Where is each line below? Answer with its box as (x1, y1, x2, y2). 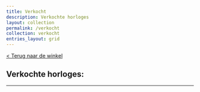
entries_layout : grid (6, 36, 60, 42)
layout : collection (6, 19, 55, 25)
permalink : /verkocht (6, 25, 60, 31)
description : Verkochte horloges (6, 14, 89, 20)
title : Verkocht (6, 8, 46, 15)
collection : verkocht (6, 31, 60, 37)
